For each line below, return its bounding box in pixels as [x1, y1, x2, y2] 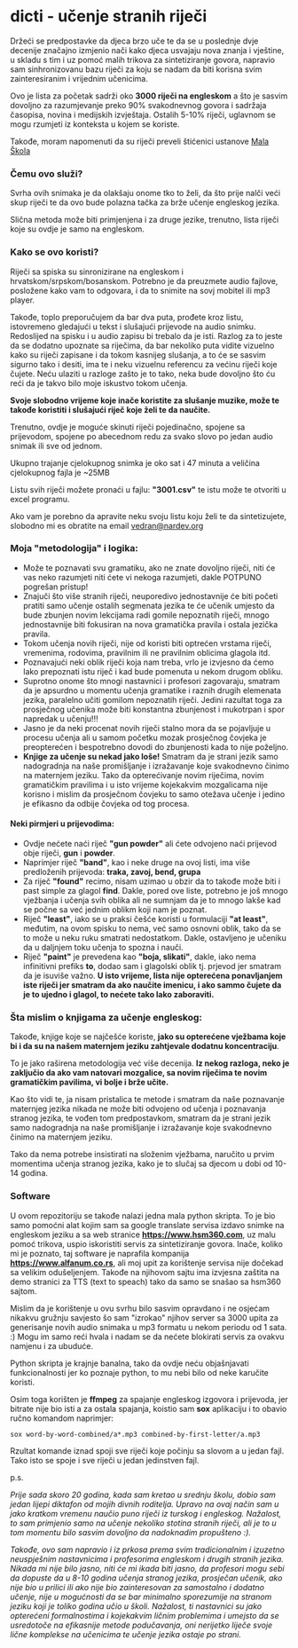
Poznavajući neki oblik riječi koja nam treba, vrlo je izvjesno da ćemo [22, 657, 274, 667]
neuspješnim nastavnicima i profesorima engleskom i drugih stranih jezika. [10, 1553, 285, 1564]
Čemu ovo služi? [10, 167, 83, 179]
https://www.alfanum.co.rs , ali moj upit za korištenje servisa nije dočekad [10, 1258, 284, 1268]
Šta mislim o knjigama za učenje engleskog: [10, 1011, 203, 1023]
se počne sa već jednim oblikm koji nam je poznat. [22, 904, 208, 915]
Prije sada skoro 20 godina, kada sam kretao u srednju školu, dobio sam [10, 1489, 276, 1500]
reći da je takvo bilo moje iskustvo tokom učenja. [10, 377, 189, 388]
